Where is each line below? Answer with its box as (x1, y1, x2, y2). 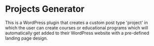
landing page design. (5, 35, 48, 41)
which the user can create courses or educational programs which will (5, 24, 148, 30)
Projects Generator (5, 3, 85, 15)
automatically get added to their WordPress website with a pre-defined (5, 30, 150, 36)
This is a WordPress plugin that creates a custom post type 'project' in (5, 20, 148, 25)
